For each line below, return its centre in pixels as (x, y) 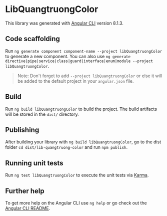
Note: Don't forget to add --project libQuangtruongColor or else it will (90, 76)
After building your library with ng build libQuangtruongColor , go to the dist (83, 142)
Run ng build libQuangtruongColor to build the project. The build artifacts (81, 109)
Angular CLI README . (28, 208)
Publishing (22, 130)
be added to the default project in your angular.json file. (75, 81)
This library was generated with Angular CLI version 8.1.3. (64, 23)
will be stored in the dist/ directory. (42, 114)
